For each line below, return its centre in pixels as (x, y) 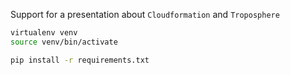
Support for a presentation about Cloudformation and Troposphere (145, 14)
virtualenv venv (44, 33)
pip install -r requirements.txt (80, 60)
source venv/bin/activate (64, 42)
